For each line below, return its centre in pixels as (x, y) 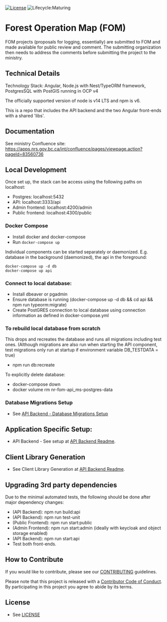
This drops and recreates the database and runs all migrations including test (83, 339)
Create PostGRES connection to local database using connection (79, 310)
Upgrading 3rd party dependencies (61, 485)
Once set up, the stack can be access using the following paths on (74, 182)
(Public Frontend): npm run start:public (52, 523)
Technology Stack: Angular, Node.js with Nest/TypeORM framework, (76, 86)
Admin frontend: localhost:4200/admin (52, 207)
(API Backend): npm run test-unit (46, 517)
